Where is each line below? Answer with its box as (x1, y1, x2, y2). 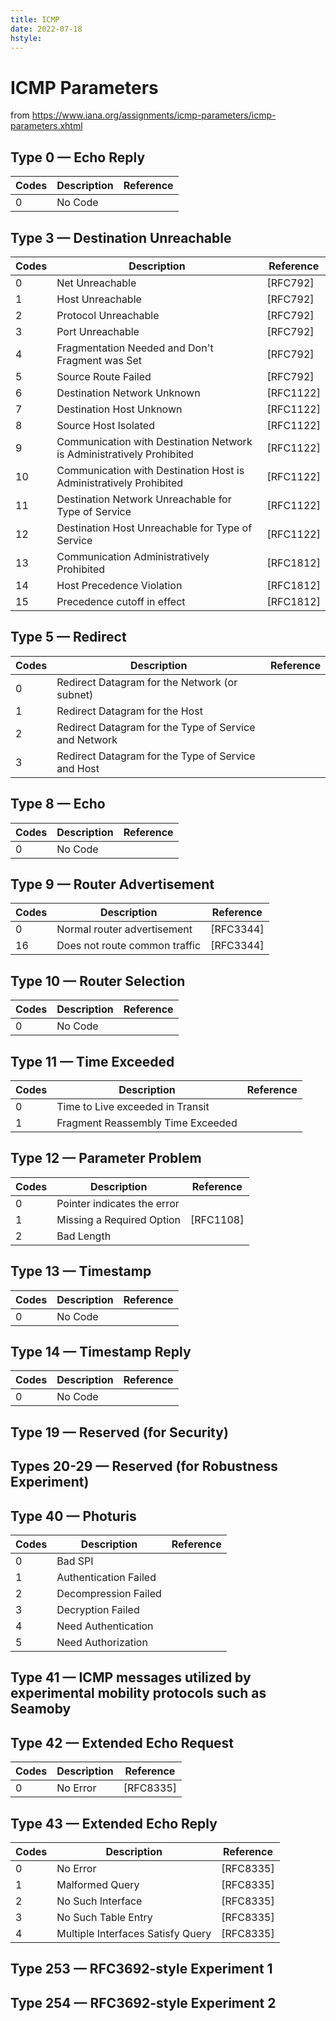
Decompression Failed (56, 1587, 162, 1601)
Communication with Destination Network (56, 434, 253, 448)
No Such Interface (56, 1894, 143, 1908)
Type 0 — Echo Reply (10, 149, 146, 166)
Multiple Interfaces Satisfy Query (56, 1927, 212, 1941)
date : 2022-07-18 (10, 24, 83, 34)
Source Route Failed (56, 369, 152, 383)
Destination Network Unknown (56, 386, 201, 400)
